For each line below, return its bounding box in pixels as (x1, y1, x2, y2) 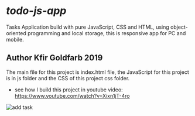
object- (170, 23, 189, 30)
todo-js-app (6, 4, 67, 18)
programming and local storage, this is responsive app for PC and (27, 29, 186, 36)
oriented (6, 29, 26, 36)
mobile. (6, 36, 25, 43)
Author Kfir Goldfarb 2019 (6, 53, 103, 63)
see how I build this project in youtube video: (14, 86, 123, 93)
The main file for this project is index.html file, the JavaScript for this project (6, 69, 189, 76)
